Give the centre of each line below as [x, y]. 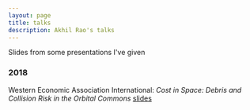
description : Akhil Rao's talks [61, 30]
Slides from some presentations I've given [77, 53]
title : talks [30, 23]
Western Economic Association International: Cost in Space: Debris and [125, 90]
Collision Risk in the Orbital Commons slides [80, 98]
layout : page [30, 15]
